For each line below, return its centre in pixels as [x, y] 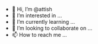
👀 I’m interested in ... [37, 15]
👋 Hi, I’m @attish [32, 9]
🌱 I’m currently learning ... [43, 22]
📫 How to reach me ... [39, 35]
